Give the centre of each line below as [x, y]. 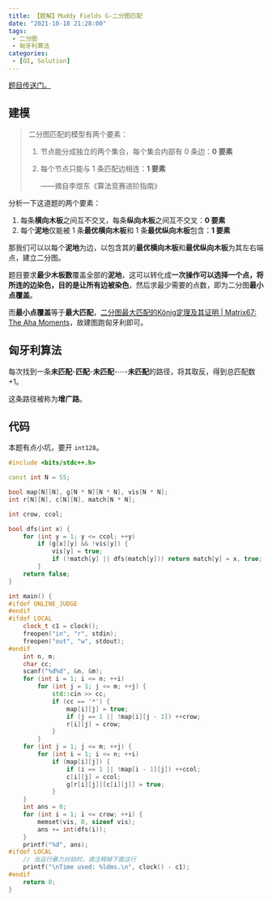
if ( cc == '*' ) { [81, 701]
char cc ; [38, 664]
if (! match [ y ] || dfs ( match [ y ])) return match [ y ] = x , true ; [157, 559]
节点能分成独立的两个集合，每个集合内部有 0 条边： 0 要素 [136, 151]
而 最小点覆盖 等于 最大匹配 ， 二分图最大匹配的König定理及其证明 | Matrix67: [132, 312]
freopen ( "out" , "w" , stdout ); [74, 641]
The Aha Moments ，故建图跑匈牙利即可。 [78, 322]
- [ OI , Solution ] [41, 62]
